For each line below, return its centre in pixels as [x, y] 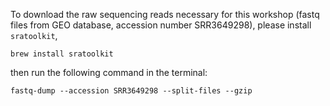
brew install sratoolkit [62, 54]
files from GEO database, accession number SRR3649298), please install [161, 25]
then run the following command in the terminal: [109, 72]
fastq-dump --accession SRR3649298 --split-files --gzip [131, 91]
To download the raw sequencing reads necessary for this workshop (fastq [165, 14]
